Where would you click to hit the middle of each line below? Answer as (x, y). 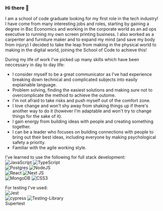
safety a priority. (29, 142)
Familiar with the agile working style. (49, 148)
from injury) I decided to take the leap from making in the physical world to (81, 45)
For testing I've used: (27, 188)
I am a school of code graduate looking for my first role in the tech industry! (82, 19)
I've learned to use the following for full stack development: (65, 157)
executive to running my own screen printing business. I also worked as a (80, 35)
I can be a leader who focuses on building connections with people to (83, 132)
